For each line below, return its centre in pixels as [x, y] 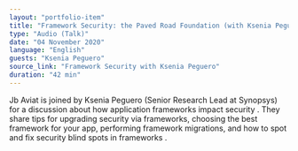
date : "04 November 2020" [57, 42]
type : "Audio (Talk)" [49, 34]
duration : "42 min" [45, 75]
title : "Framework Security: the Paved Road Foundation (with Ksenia [141, 26]
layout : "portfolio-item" [57, 17]
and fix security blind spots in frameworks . [88, 137]
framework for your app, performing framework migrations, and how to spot [148, 128]
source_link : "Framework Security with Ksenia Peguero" [114, 67]
